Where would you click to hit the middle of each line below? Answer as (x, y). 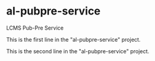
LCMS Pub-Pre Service (35, 28)
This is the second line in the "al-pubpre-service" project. (78, 51)
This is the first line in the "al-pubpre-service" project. (73, 39)
